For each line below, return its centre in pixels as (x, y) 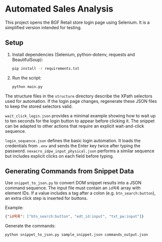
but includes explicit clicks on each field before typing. (59, 156)
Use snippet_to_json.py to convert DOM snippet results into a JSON (73, 183)
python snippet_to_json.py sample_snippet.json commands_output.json (77, 235)
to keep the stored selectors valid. (39, 106)
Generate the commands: (30, 226)
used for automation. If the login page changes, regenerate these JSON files (81, 101)
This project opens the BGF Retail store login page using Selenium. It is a (77, 22)
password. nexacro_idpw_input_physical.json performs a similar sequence (80, 151)
